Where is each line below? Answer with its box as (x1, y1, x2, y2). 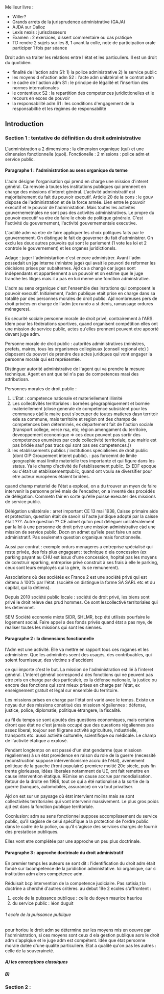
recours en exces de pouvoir (12, 95, 70, 101)
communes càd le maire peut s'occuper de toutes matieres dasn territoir (12, 411, 158, 417)
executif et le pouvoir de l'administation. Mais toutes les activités (5, 204, 136, 210)
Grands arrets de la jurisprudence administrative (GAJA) (12, 19, 126, 25)
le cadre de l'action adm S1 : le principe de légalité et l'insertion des (12, 80, 148, 85)
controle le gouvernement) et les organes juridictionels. (5, 245, 117, 251)
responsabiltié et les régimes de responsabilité (12, 106, 107, 111)
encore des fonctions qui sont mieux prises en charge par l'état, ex (5, 682, 141, 688)
